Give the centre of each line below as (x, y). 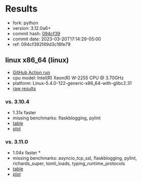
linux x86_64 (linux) (37, 60)
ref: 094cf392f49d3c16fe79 (41, 44)
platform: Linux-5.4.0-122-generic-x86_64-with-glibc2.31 (72, 83)
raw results (24, 88)
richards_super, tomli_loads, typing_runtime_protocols (69, 164)
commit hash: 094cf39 (36, 33)
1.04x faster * (27, 153)
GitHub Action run (31, 72)
